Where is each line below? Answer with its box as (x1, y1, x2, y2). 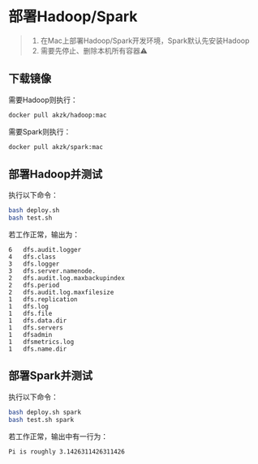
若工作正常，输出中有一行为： (8, 431, 108, 441)
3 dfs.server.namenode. (8, 267, 96, 275)
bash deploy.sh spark (8, 408, 82, 416)
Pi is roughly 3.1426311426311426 (8, 447, 126, 456)
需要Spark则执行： (8, 126, 71, 136)
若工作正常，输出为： (8, 230, 80, 240)
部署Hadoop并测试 (8, 167, 103, 181)
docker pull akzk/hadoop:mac (8, 111, 107, 119)
